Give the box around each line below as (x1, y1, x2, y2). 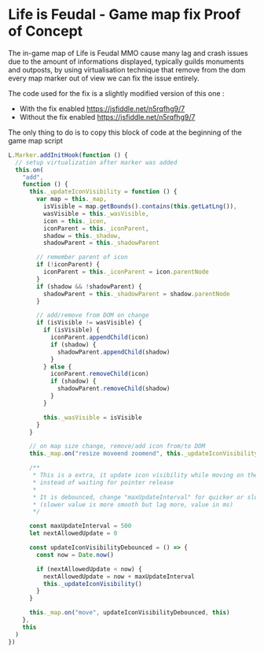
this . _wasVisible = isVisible (42, 414, 143, 421)
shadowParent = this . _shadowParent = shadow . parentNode (42, 290, 230, 298)
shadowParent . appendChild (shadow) (57, 348, 170, 356)
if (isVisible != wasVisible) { (36, 319, 143, 327)
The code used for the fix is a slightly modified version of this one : (8, 88, 225, 98)
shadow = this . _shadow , (42, 232, 122, 239)
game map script (8, 135, 63, 145)
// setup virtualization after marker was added (15, 158, 178, 166)
